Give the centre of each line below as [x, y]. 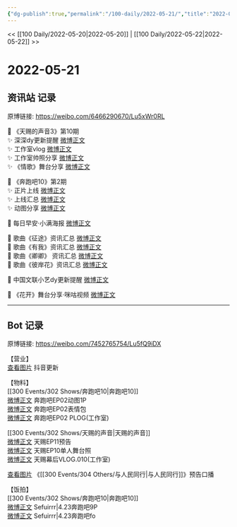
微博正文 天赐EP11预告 [39, 442]
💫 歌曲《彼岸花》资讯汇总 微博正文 [57, 264]
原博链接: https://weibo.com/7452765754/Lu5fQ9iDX [84, 344]
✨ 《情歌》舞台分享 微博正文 [49, 166]
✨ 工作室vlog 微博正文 [39, 148]
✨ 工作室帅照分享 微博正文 [46, 158]
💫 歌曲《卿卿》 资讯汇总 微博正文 [55, 256]
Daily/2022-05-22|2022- [187, 34]
